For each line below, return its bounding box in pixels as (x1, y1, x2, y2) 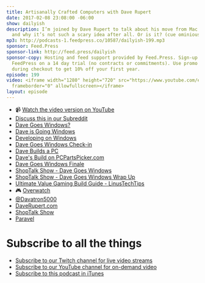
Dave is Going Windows (15, 127, 76, 135)
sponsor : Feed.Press (6, 43, 59, 50)
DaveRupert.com (15, 202, 58, 209)
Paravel (15, 215, 35, 222)
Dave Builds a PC (15, 147, 59, 154)
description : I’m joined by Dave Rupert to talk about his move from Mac (6, 26, 198, 32)
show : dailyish (6, 20, 45, 26)
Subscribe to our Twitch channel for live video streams (15, 257, 153, 264)
